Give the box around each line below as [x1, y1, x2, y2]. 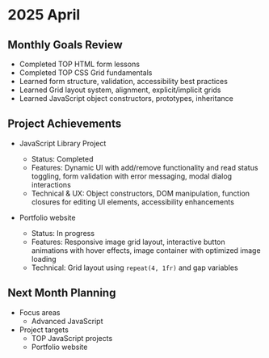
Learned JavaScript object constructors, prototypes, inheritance [19, 94, 233, 103]
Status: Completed [31, 154, 94, 163]
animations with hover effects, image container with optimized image [31, 245, 261, 255]
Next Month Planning [7, 286, 116, 300]
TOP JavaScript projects [31, 333, 113, 343]
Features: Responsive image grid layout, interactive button [31, 237, 225, 246]
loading [31, 254, 57, 263]
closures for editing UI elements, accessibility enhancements [31, 196, 235, 207]
